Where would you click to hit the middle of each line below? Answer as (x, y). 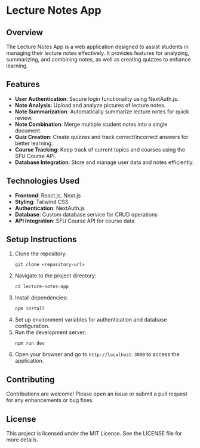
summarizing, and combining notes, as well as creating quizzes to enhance (99, 59)
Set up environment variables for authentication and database (91, 320)
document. (28, 130)
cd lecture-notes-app (41, 287)
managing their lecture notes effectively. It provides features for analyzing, (98, 53)
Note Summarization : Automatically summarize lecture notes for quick (102, 112)
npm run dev (30, 344)
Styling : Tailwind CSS (41, 202)
